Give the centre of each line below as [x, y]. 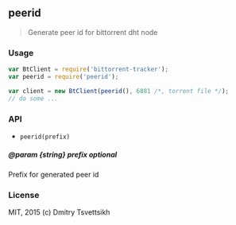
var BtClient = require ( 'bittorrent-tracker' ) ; [89, 70]
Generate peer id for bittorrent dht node [93, 32]
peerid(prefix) [45, 137]
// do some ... [33, 99]
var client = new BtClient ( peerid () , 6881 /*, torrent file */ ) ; [119, 91]
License [24, 195]
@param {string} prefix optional [63, 154]
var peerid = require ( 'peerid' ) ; [64, 76]
